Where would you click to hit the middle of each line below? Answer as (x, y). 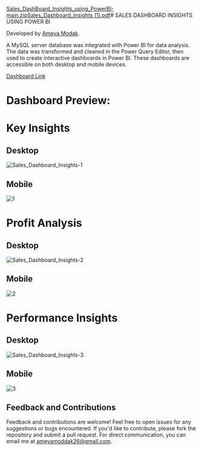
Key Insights (38, 128)
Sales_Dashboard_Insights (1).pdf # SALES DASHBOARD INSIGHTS (110, 15)
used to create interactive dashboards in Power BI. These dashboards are (98, 58)
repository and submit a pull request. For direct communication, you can (96, 435)
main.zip (17, 15)
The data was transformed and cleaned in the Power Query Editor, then (95, 51)
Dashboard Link (26, 76)
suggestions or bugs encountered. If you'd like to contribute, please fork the (101, 429)
